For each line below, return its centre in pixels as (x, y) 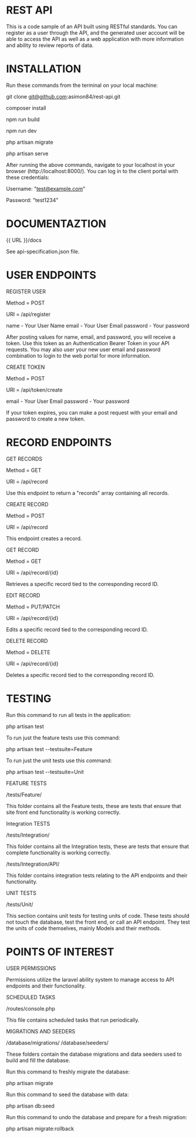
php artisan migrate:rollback (40, 1129)
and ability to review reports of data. (50, 45)
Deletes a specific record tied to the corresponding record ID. (80, 675)
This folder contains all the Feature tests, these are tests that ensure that (94, 806)
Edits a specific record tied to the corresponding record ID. (77, 629)
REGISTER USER (26, 291)
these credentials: (28, 177)
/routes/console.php (31, 1008)
